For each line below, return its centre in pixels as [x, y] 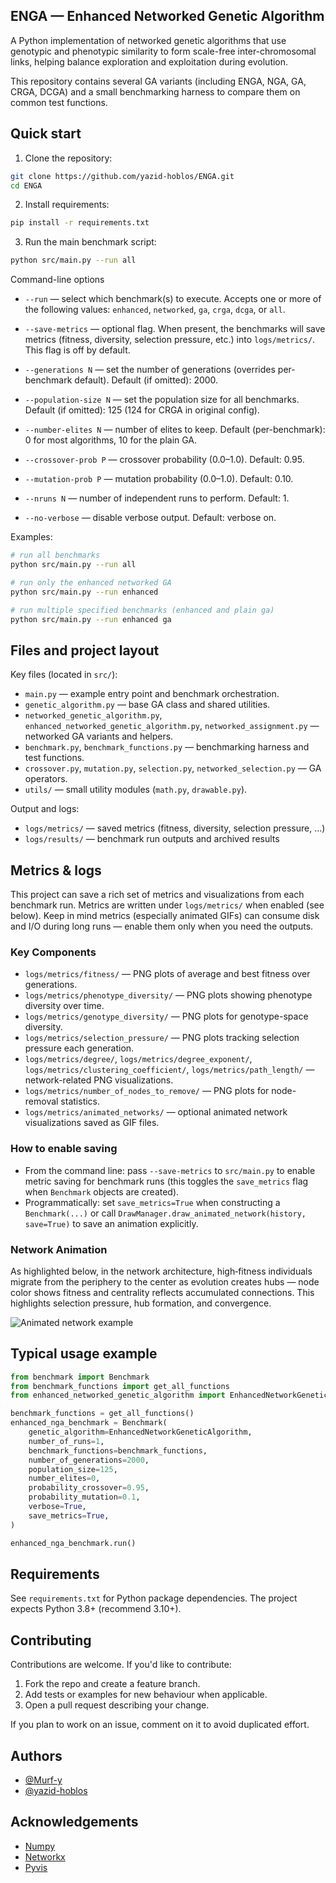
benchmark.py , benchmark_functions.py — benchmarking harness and [167, 747]
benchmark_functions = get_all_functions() [102, 1414]
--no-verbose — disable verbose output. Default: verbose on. [150, 518]
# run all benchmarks [55, 555]
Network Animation [59, 1249]
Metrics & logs [56, 870]
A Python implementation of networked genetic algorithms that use [148, 40]
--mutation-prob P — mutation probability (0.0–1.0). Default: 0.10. [159, 479]
